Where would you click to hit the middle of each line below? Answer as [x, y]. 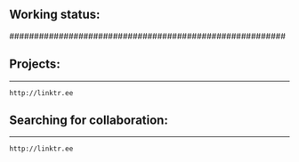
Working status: [55, 15]
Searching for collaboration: [89, 121]
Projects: [35, 65]
